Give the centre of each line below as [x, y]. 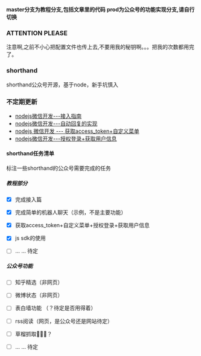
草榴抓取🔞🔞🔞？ [33, 334]
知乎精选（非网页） [39, 282]
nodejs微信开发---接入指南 [48, 116]
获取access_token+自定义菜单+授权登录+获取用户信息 [82, 225]
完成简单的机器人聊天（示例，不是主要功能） [71, 212]
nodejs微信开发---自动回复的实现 [56, 123]
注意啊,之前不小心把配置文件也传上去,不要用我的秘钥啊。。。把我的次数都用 [98, 47]
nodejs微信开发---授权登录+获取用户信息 [66, 138]
